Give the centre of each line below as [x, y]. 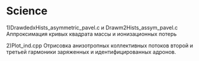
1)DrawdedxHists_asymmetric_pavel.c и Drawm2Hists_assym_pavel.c [92, 28]
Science [27, 11]
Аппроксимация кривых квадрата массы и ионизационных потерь [91, 33]
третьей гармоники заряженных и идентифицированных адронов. [91, 51]
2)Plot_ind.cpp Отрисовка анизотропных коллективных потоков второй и [100, 45]
